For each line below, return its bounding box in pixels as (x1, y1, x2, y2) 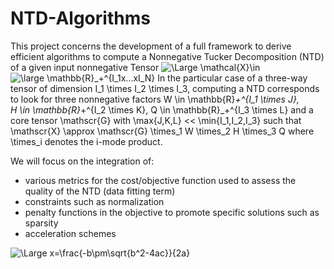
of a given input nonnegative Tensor (10, 61, 160, 73)
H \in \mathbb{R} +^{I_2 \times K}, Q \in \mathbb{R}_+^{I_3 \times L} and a (10, 103, 314, 116)
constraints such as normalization (24, 195, 165, 207)
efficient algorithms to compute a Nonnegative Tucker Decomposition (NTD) (10, 50, 325, 62)
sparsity (24, 217, 59, 229)
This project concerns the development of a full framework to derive (10, 40, 292, 52)
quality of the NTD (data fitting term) (24, 185, 176, 197)
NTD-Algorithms (10, 7, 151, 30)
